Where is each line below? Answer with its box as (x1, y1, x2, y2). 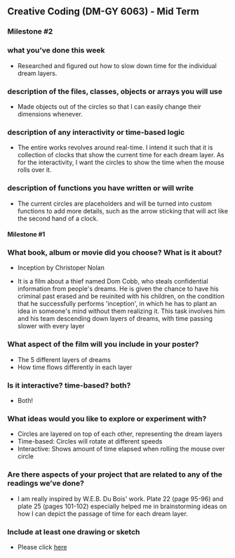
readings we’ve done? (7, 479, 84, 489)
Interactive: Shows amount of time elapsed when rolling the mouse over (17, 445, 225, 453)
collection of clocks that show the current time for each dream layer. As (17, 151, 224, 159)
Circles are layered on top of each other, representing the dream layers (17, 430, 223, 438)
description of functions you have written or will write (7, 183, 194, 193)
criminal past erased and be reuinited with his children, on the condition (17, 292, 225, 300)
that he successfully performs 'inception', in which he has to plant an (17, 300, 217, 308)
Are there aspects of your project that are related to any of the (7, 470, 223, 479)
